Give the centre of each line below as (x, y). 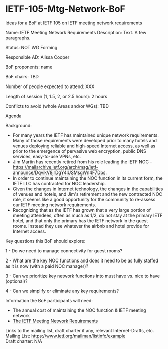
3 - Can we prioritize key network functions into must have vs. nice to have (83, 276)
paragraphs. (18, 38)
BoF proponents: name (29, 67)
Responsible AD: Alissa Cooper (37, 57)
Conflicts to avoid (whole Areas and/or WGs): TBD (57, 106)
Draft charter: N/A (24, 341)
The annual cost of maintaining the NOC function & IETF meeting (79, 310)
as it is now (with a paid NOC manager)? (47, 266)
